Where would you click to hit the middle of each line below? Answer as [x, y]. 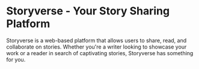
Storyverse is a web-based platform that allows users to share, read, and [96, 40]
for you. [16, 59]
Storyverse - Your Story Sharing [88, 11]
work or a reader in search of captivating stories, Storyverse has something [100, 53]
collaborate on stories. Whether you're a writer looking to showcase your [96, 47]
